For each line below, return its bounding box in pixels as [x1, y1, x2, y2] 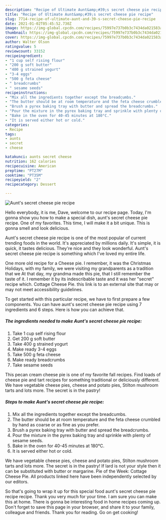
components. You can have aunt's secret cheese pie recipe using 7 [5, 302, 142, 307]
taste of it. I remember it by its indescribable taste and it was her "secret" [5, 276, 154, 282]
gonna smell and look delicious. [5, 225, 70, 231]
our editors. [5, 478, 29, 484]
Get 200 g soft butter [12, 335, 55, 342]
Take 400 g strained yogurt [12, 341, 68, 347]
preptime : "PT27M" [5, 168, 43, 173]
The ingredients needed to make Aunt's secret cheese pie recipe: [5, 318, 142, 324]
